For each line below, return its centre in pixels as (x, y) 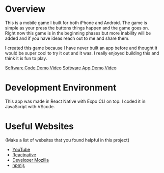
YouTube (21, 149)
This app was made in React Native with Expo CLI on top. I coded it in (75, 101)
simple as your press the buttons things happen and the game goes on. (77, 28)
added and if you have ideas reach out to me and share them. (67, 38)
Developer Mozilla (30, 160)
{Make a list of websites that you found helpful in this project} (67, 140)
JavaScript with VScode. (30, 106)
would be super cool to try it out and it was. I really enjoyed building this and (82, 53)
